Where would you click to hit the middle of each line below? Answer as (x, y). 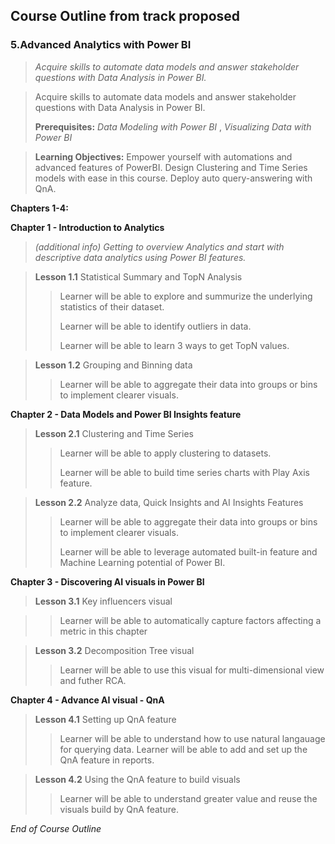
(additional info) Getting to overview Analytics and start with (159, 246)
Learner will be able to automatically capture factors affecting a (190, 620)
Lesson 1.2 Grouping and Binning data (113, 365)
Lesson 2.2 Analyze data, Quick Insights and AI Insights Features (169, 502)
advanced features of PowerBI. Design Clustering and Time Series (171, 167)
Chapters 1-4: (39, 208)
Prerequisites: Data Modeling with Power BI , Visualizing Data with (173, 126)
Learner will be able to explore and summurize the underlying (186, 296)
